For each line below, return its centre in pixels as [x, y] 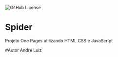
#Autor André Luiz [23, 50]
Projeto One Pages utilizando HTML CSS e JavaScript [59, 40]
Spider [19, 27]
